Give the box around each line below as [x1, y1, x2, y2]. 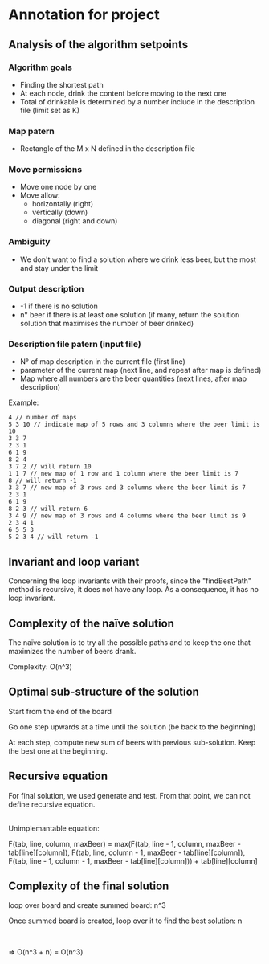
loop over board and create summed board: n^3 [8, 901, 166, 910]
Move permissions [8, 164, 83, 175]
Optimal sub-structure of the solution [8, 685, 199, 699]
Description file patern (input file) [8, 338, 142, 349]
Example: [8, 398, 39, 407]
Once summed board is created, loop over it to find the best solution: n [8, 916, 243, 925]
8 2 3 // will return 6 [8, 504, 88, 513]
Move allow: [19, 190, 60, 200]
